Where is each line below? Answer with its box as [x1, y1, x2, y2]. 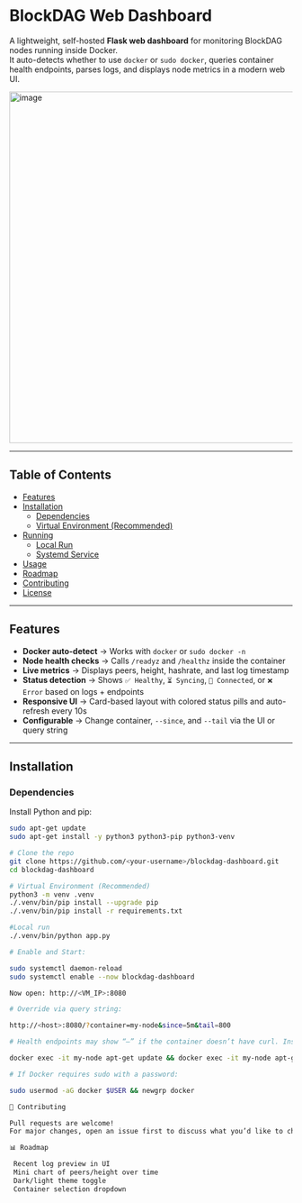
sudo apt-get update [9, 824, 87, 834]
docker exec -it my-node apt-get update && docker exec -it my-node [9, 1053, 271, 1062]
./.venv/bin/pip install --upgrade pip [9, 898, 159, 907]
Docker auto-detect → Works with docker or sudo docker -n [22, 645, 246, 656]
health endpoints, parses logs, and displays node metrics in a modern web [9, 64, 286, 75]
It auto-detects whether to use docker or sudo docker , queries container [9, 54, 274, 65]
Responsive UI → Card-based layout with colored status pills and [22, 696, 264, 706]
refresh [22, 705, 50, 716]
